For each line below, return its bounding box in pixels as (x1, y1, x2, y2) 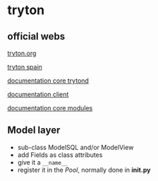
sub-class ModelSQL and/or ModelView (17, 143, 134, 151)
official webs (7, 30, 66, 42)
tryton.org (7, 49, 37, 57)
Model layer (7, 124, 61, 136)
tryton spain (7, 63, 42, 71)
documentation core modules (7, 104, 93, 112)
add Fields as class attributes (17, 151, 103, 159)
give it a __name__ (17, 158, 68, 166)
